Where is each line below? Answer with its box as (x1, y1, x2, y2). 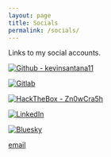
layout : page (8, 11, 52, 20)
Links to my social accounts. (8, 48, 101, 58)
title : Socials (8, 19, 59, 27)
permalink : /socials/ (8, 26, 80, 34)
